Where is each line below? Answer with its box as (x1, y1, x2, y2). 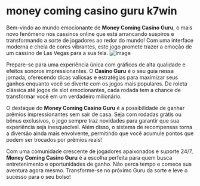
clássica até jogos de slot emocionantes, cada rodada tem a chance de (6, 86, 181, 93)
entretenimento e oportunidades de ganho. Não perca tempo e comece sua (6, 160, 192, 167)
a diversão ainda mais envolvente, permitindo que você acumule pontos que (6, 130, 194, 137)
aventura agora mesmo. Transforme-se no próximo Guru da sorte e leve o (6, 166, 188, 174)
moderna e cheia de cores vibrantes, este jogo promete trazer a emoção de (6, 43, 192, 50)
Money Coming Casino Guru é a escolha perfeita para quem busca (6, 154, 173, 161)
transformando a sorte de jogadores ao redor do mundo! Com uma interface (6, 36, 194, 44)
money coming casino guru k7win (6, 4, 177, 18)
